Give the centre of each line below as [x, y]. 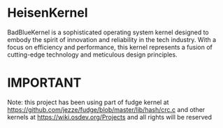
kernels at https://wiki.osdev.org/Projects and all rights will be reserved [109, 117]
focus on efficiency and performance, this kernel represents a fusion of [110, 47]
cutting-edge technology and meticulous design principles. [92, 55]
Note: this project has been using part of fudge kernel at [88, 102]
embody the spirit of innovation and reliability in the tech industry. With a [112, 39]
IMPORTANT [44, 83]
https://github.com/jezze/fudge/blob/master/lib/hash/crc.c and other [106, 109]
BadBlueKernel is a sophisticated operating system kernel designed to [108, 32]
